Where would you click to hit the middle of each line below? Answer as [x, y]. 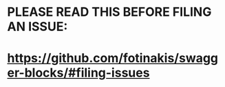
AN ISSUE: [37, 27]
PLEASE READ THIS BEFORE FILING [109, 12]
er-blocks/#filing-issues [78, 73]
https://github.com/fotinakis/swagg [113, 58]
